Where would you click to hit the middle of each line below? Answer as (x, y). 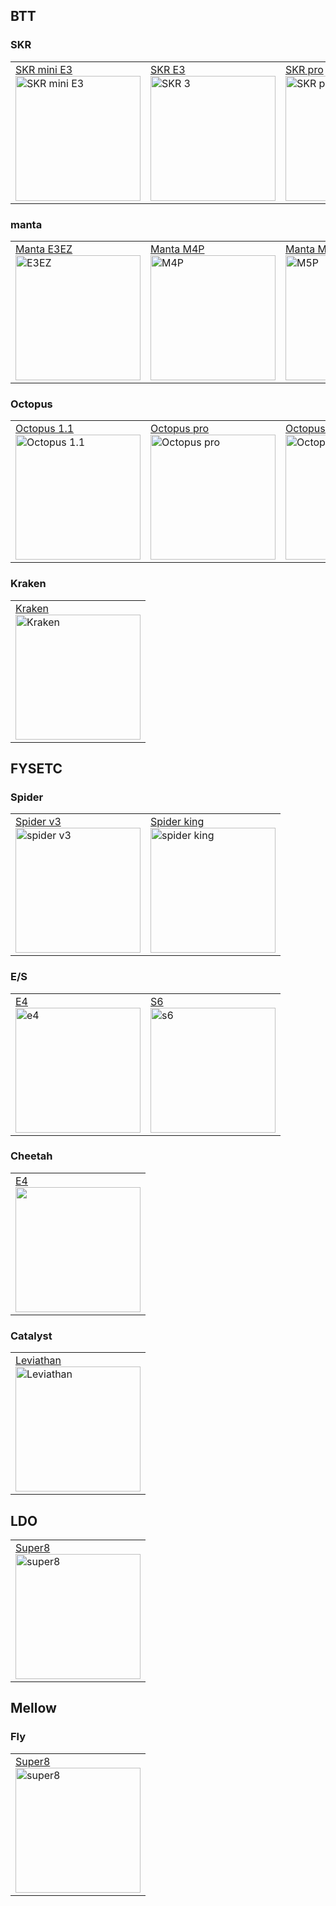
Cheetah (31, 1156)
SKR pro (304, 69)
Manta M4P (177, 249)
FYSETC (36, 768)
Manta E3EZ (44, 249)
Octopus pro (180, 429)
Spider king (177, 822)
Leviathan (38, 1361)
